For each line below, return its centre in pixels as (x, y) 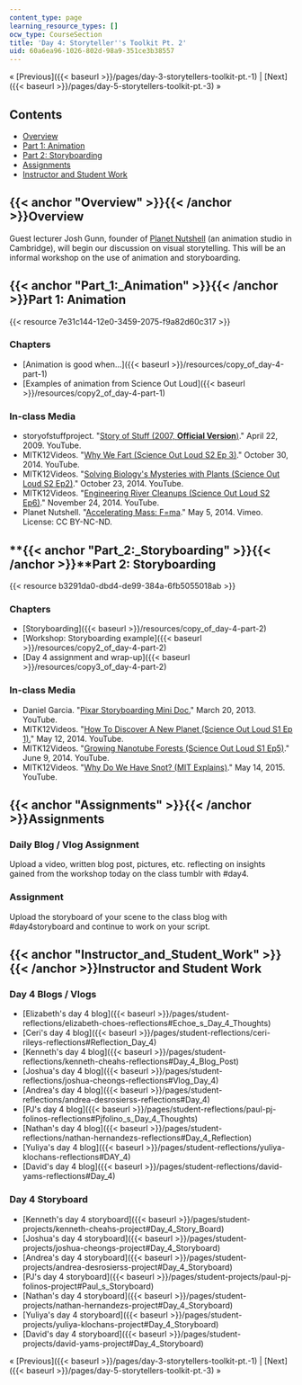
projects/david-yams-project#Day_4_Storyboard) (113, 1343)
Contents (36, 115)
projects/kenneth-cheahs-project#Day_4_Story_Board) (123, 1229)
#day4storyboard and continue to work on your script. (110, 926)
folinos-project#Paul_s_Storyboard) (88, 1286)
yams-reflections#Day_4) (69, 1176)
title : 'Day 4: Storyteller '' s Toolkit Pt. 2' (98, 43)
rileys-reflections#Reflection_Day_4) (89, 1042)
